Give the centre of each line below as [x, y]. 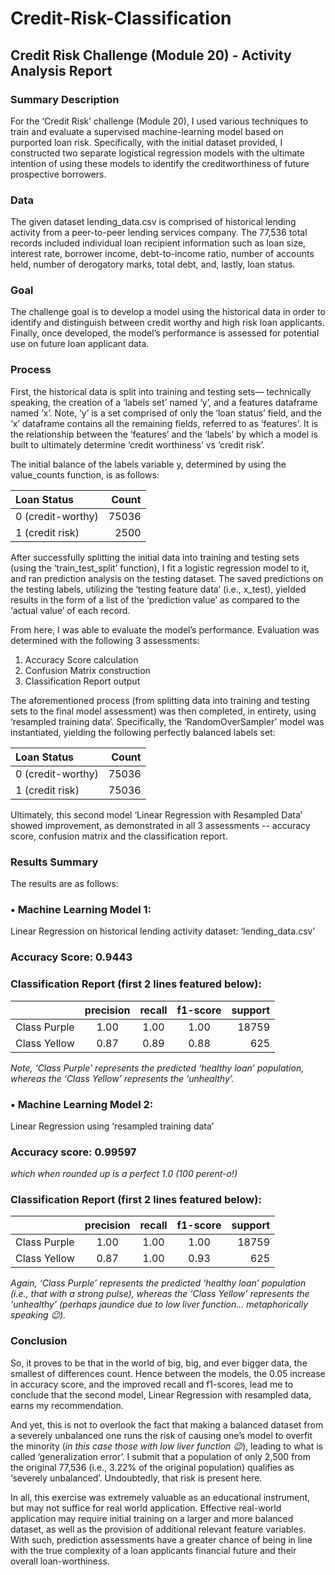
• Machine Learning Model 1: [81, 909]
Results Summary [54, 862]
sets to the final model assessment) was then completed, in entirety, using [163, 711]
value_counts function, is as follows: [85, 474]
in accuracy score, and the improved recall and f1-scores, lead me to [152, 1384]
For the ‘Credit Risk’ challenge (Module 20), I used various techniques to [159, 121]
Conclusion [39, 1341]
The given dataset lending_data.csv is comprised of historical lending [153, 222]
